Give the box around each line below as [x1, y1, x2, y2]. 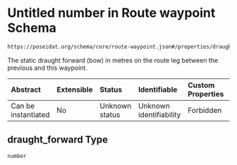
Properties [188, 89, 224, 99]
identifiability [138, 109, 181, 119]
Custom [188, 80, 215, 90]
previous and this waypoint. [7, 63, 88, 72]
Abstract [11, 85, 41, 94]
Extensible [56, 85, 93, 94]
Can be [11, 101, 35, 111]
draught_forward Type [7, 134, 108, 146]
